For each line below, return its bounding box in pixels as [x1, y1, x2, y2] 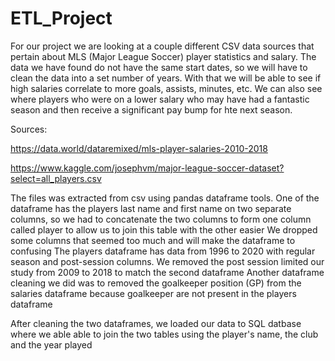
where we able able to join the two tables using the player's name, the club [10, 328, 319, 340]
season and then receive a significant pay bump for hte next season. [10, 103, 293, 116]
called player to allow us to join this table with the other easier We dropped [10, 223, 318, 236]
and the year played [10, 338, 93, 351]
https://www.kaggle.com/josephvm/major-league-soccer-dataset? [10, 162, 285, 174]
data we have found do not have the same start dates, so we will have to [10, 61, 308, 73]
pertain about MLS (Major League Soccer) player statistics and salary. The [10, 50, 317, 62]
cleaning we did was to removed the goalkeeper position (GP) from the [10, 277, 302, 289]
